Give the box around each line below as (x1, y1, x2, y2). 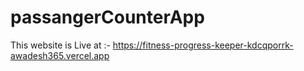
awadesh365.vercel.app (10, 49, 110, 61)
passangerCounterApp (10, 6, 205, 29)
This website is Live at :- (10, 39, 111, 51)
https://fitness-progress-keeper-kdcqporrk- (112, 39, 294, 51)
